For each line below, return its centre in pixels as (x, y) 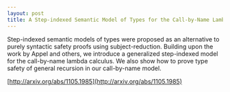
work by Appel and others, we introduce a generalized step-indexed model (113, 53)
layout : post (26, 13)
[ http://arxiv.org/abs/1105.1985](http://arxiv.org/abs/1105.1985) (95, 81)
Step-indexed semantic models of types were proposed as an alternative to (113, 39)
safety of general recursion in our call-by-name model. (85, 68)
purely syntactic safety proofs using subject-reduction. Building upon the (110, 46)
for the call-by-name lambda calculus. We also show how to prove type (108, 61)
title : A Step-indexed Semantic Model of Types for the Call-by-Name (108, 20)
